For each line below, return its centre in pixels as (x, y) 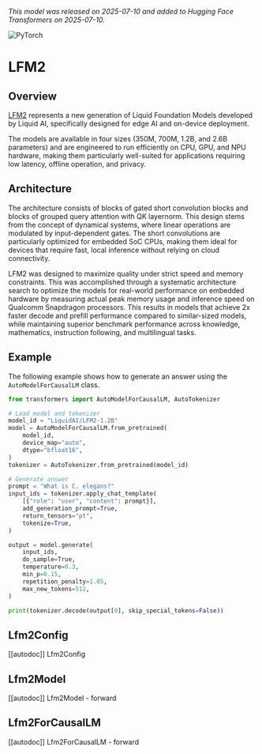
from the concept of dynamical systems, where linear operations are (120, 224)
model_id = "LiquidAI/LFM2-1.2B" (63, 421)
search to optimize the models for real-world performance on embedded (126, 290)
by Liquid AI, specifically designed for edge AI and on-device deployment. (129, 123)
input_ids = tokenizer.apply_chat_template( (82, 494)
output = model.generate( (51, 545)
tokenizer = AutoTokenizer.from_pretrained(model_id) (99, 465)
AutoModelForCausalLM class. (54, 385)
